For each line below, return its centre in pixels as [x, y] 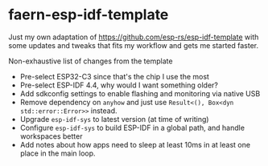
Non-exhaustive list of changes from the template [91, 61]
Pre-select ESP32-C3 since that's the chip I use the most [114, 76]
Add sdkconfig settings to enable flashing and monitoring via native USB [140, 93]
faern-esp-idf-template [89, 15]
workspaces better [51, 136]
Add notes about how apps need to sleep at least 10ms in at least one [135, 144]
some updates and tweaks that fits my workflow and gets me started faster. [134, 45]
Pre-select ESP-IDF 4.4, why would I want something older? [119, 85]
